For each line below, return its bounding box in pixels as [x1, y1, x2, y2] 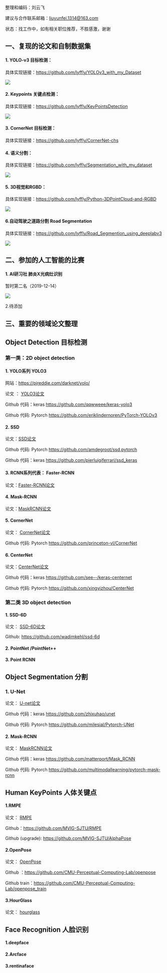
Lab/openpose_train [5, 886, 47, 892]
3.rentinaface [5, 962, 34, 969]
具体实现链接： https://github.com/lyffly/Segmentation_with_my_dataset [5, 162, 152, 168]
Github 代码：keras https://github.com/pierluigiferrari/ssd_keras [5, 457, 137, 463]
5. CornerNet [5, 517, 33, 523]
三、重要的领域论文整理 [5, 319, 78, 328]
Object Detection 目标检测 [5, 338, 87, 346]
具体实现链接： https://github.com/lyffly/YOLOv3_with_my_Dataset [5, 69, 141, 75]
